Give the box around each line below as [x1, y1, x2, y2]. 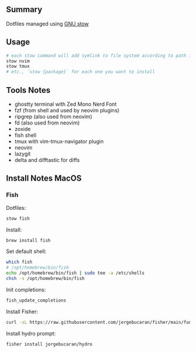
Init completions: [6, 286, 46, 293]
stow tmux [6, 64, 30, 70]
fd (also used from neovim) [14, 119, 80, 126]
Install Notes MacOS [6, 174, 82, 184]
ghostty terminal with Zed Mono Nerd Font [14, 101, 117, 108]
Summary [6, 5, 43, 15]
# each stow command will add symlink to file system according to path [6, 53, 187, 58]
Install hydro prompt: [6, 330, 56, 337]
